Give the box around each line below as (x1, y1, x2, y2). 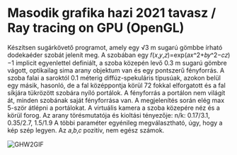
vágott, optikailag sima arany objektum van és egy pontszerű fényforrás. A (7, 66, 225, 75)
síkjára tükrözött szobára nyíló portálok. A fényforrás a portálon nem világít (7, 88, 226, 97)
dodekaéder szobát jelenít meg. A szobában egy (7, 51, 149, 59)
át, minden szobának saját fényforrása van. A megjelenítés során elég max (7, 96, 225, 104)
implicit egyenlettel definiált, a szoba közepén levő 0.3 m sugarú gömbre (15, 58, 228, 67)
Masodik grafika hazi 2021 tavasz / (7, 5, 216, 21)
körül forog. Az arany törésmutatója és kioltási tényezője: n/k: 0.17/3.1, (7, 111, 210, 119)
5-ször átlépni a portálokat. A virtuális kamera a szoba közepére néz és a (7, 104, 221, 112)
